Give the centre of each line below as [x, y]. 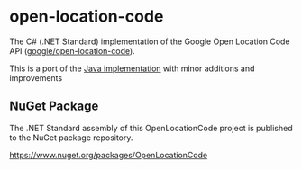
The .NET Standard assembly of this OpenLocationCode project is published [151, 128]
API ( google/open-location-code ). [72, 50]
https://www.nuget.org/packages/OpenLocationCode [109, 155]
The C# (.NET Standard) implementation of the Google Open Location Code [150, 41]
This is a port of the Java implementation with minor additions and [132, 68]
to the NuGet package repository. [71, 138]
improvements [36, 77]
